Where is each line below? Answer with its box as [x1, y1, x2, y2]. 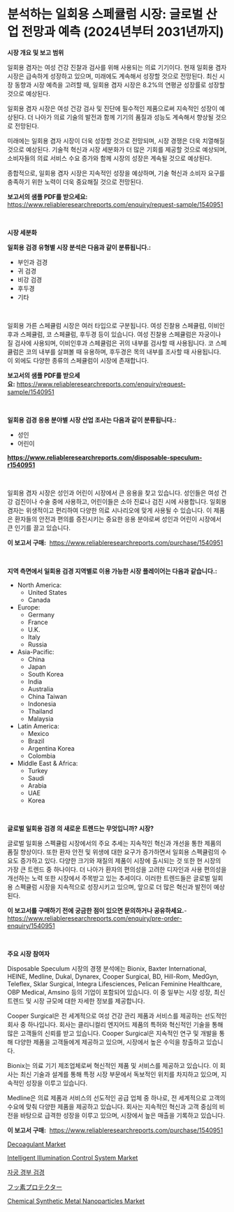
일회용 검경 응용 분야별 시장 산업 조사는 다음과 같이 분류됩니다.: [7, 415, 177, 424]
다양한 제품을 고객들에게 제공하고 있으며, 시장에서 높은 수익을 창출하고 [14, 1037, 205, 1046]
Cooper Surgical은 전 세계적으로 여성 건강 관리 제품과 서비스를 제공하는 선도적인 [7, 1011, 227, 1020]
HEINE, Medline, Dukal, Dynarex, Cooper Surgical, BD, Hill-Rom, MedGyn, [7, 972, 219, 981]
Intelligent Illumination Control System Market [7, 1153, 138, 1162]
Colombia [27, 751, 56, 760]
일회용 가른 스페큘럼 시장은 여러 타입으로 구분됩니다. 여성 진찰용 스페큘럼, [7, 321, 207, 329]
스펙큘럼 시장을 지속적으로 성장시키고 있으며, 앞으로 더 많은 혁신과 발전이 [14, 882, 212, 891]
